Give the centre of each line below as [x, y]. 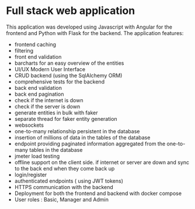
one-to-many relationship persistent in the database [77, 131]
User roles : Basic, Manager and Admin [62, 199]
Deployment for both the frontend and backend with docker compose [98, 193]
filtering [24, 50]
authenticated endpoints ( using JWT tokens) [69, 181]
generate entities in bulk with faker [56, 113]
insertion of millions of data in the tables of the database [82, 137]
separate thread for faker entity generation [66, 119]
